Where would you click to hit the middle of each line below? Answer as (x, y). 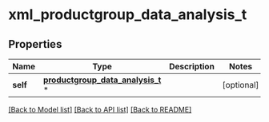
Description (192, 67)
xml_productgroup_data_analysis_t (128, 15)
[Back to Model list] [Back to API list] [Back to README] (100, 110)
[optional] (241, 85)
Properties (35, 44)
